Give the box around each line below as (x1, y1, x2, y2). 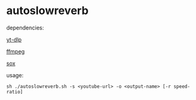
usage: (6, 71, 24, 79)
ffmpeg (6, 47, 25, 55)
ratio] (6, 88, 23, 95)
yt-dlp (6, 36, 22, 43)
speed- (173, 83, 190, 90)
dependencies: (6, 24, 44, 31)
